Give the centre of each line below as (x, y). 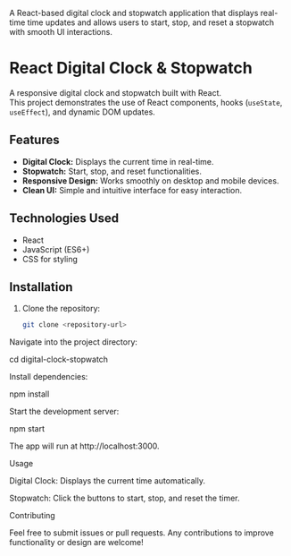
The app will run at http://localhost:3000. (84, 446)
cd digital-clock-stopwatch (59, 359)
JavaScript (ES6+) (56, 249)
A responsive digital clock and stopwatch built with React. (115, 92)
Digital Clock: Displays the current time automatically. (107, 481)
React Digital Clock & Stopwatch (131, 68)
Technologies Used (64, 218)
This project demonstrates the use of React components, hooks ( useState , (146, 102)
